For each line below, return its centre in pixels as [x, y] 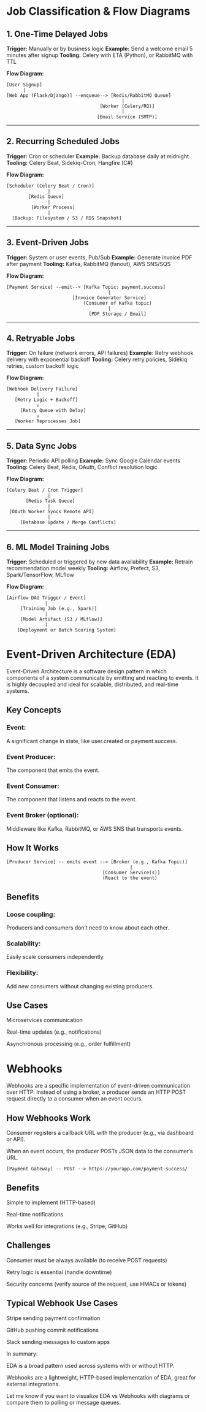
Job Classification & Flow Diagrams [98, 11]
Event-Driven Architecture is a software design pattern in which [87, 671]
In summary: [22, 1354]
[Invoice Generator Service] [109, 298]
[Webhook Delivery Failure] [42, 389]
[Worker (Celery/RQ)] [127, 106]
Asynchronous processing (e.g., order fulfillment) [68, 1044]
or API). [16, 1139]
